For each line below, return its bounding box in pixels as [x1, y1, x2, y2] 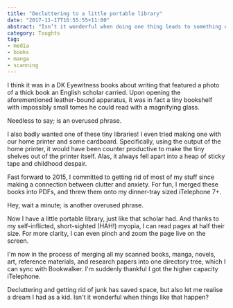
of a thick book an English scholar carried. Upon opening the [7, 88, 181, 96]
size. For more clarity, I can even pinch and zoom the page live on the [7, 229, 206, 237]
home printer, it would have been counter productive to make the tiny [7, 144, 205, 153]
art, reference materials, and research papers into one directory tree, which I [7, 257, 226, 266]
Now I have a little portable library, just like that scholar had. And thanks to [7, 214, 220, 223]
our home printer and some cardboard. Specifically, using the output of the [7, 137, 222, 146]
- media [7, 42, 30, 49]
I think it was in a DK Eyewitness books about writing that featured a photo [7, 80, 220, 89]
